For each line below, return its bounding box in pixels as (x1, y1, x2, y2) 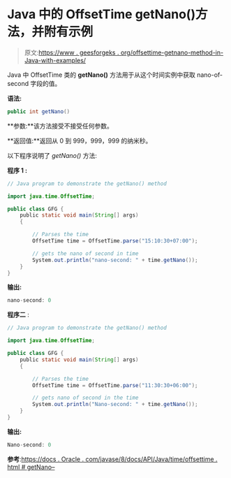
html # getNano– (7, 463, 55, 471)
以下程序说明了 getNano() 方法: (7, 151, 98, 159)
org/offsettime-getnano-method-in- (120, 48, 224, 57)
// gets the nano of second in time (32, 249, 139, 257)
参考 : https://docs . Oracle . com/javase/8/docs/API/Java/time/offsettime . (7, 455, 218, 463)
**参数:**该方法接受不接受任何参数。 (7, 122, 114, 130)
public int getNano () (7, 108, 70, 115)
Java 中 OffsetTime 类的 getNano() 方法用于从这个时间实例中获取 (7, 71, 195, 79)
